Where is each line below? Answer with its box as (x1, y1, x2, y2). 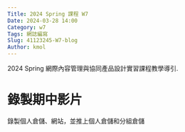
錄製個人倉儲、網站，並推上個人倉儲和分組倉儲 (7, 116, 144, 125)
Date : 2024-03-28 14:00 (7, 17, 78, 24)
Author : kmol (7, 44, 46, 51)
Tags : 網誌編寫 (7, 30, 48, 38)
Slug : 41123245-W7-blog (7, 37, 78, 44)
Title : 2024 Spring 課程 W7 (7, 10, 89, 18)
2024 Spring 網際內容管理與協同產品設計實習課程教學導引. (7, 64, 179, 72)
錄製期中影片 (7, 92, 83, 108)
